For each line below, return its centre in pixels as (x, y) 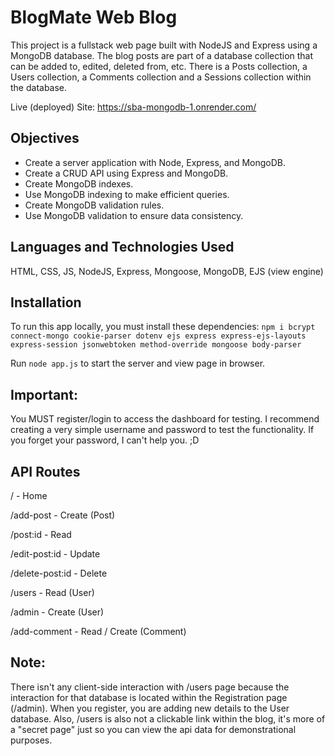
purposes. (31, 740)
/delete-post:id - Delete (59, 573)
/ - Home (29, 495)
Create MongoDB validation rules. (94, 205)
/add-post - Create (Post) (63, 515)
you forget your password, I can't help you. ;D (105, 440)
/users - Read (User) (52, 592)
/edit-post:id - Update (55, 554)
